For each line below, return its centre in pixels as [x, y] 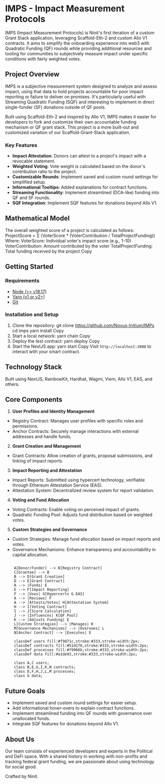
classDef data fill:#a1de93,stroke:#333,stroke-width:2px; [76, 654]
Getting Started [29, 267]
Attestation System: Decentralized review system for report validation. [83, 490]
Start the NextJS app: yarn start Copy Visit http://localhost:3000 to [82, 346]
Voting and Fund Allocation [41, 500]
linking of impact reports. [38, 461]
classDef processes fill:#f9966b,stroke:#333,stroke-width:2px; [81, 650]
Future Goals [25, 691]
